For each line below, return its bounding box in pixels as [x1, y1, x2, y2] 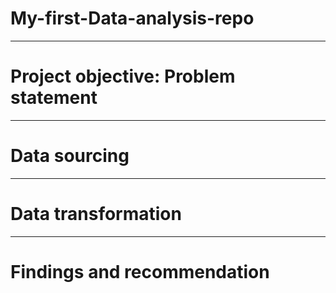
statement [10, 87, 98, 109]
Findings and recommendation [10, 260, 270, 283]
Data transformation [10, 203, 182, 225]
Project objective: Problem [10, 65, 236, 88]
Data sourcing [10, 145, 130, 167]
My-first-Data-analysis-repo [10, 7, 255, 30]
